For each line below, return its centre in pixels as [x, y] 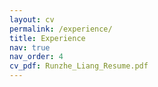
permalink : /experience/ [61, 29]
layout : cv [32, 19]
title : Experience [47, 38]
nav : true [30, 47]
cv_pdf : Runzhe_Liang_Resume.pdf [79, 66]
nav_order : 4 [36, 57]
